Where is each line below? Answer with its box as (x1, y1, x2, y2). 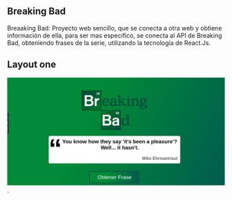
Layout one (7, 59, 57, 71)
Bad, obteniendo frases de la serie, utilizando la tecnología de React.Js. (7, 38, 211, 47)
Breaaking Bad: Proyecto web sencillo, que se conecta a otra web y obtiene (7, 24, 222, 32)
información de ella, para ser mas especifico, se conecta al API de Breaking (7, 31, 222, 39)
